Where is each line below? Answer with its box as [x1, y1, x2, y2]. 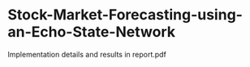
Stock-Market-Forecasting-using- [7, 6, 243, 24]
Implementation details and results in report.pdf [7, 49, 167, 59]
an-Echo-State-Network [7, 23, 176, 41]
